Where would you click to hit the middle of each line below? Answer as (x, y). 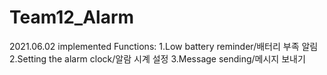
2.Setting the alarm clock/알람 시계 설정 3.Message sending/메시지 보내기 (157, 58)
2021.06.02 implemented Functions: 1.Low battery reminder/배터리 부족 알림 (164, 46)
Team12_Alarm (72, 17)
